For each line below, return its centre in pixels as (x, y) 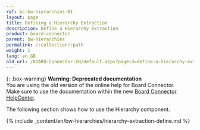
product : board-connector (38, 34)
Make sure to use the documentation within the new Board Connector (91, 91)
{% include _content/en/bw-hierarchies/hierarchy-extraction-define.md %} (98, 120)
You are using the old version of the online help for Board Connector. (90, 85)
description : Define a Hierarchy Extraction (62, 28)
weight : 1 (18, 51)
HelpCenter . (21, 97)
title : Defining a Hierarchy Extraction (57, 23)
